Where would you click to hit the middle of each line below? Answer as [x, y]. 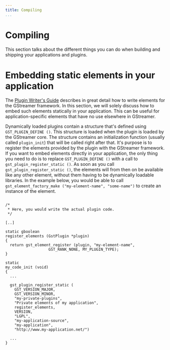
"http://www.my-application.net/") [52, 329]
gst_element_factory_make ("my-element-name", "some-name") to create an [83, 186]
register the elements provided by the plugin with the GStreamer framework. [85, 148]
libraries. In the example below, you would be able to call [64, 180]
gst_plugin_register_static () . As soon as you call [60, 164]
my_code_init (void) [27, 267]
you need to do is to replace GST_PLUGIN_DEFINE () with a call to [72, 159]
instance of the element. [31, 191]
